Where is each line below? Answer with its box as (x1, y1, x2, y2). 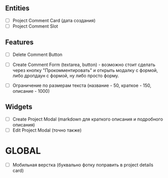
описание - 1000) (12, 88, 50, 94)
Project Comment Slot (12, 23, 58, 29)
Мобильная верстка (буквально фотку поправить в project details (12, 161, 153, 168)
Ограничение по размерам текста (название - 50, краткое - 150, (12, 82, 152, 88)
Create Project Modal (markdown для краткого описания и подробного (12, 116, 163, 122)
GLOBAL (5, 145, 41, 157)
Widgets (5, 103, 33, 111)
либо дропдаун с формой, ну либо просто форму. (12, 73, 119, 79)
